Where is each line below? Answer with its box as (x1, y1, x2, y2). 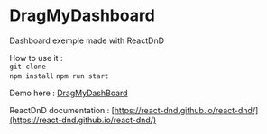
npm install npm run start (9, 71, 109, 81)
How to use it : (9, 52, 63, 63)
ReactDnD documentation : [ (9, 104, 115, 115)
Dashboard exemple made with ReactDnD (9, 35, 165, 46)
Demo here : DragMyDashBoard (9, 87, 128, 98)
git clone (9, 62, 47, 71)
